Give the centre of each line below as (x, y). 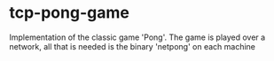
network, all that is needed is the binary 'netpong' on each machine (132, 46)
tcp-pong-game (70, 13)
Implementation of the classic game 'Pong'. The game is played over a (137, 37)
